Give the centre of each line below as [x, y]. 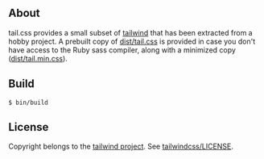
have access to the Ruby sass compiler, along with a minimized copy [122, 50]
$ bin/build [28, 103]
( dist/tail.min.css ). [38, 58]
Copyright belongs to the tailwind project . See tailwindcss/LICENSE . [121, 146]
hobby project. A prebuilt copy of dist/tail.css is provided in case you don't [132, 41]
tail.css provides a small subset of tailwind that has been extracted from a [130, 32]
